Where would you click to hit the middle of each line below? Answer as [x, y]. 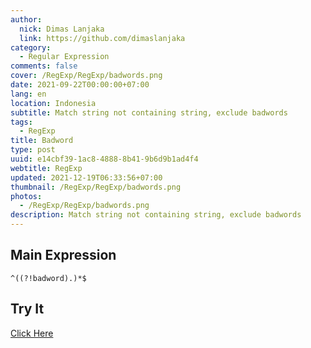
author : [26, 19]
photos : [26, 196]
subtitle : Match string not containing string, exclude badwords [149, 112]
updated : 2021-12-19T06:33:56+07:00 [86, 177]
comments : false [44, 66]
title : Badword [42, 141]
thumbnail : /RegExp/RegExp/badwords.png [96, 187]
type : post [33, 150]
